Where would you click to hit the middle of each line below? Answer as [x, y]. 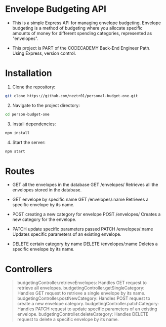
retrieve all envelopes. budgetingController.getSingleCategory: [81, 288]
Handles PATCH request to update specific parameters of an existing [87, 309]
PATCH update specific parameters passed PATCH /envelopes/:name [83, 229]
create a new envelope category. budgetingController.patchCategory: [88, 304]
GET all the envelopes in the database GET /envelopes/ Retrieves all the [85, 185]
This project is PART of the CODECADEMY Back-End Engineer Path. [81, 48]
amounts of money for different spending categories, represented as [82, 33]
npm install [17, 133]
